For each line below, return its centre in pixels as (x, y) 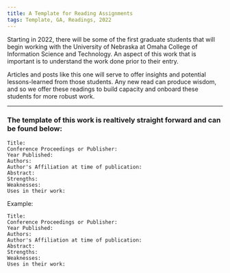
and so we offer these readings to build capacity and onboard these (103, 89)
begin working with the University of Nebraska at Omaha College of (102, 47)
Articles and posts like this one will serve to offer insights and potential (107, 74)
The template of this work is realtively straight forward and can (114, 120)
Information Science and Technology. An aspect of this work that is (102, 54)
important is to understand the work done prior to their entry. (93, 61)
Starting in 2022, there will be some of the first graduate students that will (111, 39)
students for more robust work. (51, 96)
